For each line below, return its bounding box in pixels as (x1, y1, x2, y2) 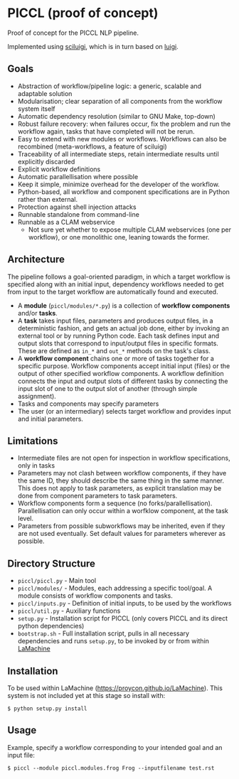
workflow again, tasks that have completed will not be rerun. (17, 127, 195, 136)
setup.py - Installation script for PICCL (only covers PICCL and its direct (17, 614, 228, 623)
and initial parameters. (17, 414, 84, 423)
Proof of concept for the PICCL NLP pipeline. (7, 28, 139, 37)
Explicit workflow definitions (17, 165, 101, 173)
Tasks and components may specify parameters (17, 399, 159, 408)
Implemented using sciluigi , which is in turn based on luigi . (7, 42, 179, 50)
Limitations (7, 435, 58, 447)
